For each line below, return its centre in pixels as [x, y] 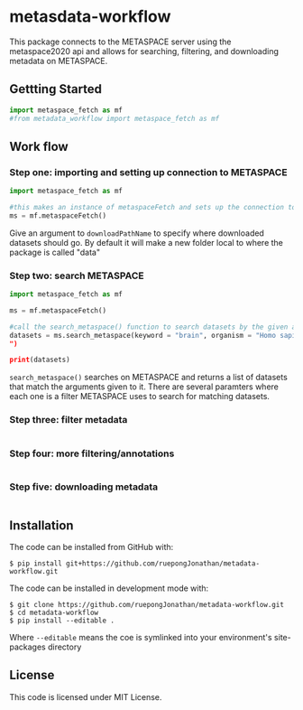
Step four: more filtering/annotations [92, 453]
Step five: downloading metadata [84, 487]
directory [65, 647]
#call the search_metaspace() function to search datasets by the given [149, 327]
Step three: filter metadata [69, 420]
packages [28, 647]
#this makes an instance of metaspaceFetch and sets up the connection [147, 208]
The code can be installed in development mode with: [109, 588]
